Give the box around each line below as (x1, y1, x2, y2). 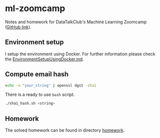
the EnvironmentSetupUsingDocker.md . (5, 56, 84, 62)
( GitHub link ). (5, 24, 32, 30)
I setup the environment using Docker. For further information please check (5, 51, 156, 57)
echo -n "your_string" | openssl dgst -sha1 (5, 83, 96, 88)
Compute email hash (5, 70, 69, 78)
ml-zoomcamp (5, 3, 65, 14)
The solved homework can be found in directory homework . (5, 127, 125, 133)
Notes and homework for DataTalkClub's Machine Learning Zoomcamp (5, 19, 147, 25)
